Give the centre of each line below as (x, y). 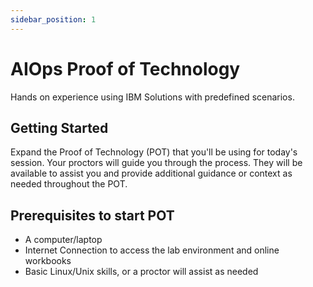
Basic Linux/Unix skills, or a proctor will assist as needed (141, 272)
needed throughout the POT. (69, 184)
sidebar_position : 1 (53, 19)
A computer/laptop (63, 240)
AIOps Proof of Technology (125, 68)
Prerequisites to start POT (92, 215)
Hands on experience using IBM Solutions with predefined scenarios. (152, 97)
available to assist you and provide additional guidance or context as (151, 173)
